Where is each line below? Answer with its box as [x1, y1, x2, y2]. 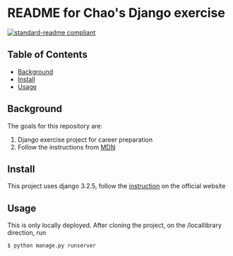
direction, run [7, 228, 47, 237]
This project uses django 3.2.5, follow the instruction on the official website [7, 182, 226, 190]
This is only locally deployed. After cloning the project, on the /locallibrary [7, 221, 222, 230]
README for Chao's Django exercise [7, 5, 226, 21]
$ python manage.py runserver [7, 242, 97, 250]
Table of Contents [7, 49, 88, 61]
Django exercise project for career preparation [17, 135, 153, 144]
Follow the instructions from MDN [17, 142, 116, 151]
